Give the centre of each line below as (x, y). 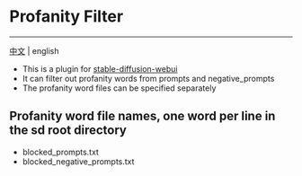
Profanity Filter (67, 17)
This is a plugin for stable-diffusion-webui (100, 68)
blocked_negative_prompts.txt (78, 161)
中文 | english (34, 50)
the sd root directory (68, 131)
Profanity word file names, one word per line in (142, 116)
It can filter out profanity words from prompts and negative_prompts (148, 78)
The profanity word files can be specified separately (119, 88)
